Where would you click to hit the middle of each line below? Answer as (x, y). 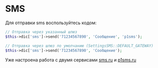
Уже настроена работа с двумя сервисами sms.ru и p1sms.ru (71, 60)
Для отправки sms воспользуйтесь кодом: (51, 23)
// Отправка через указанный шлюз (41, 32)
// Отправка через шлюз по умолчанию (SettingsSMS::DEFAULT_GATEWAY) (80, 46)
